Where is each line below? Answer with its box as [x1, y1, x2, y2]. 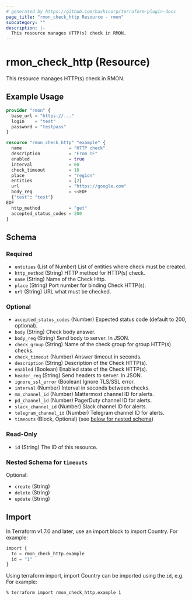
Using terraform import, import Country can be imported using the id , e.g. [6, 572, 184, 579]
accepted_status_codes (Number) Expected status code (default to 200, [14, 316, 187, 323]
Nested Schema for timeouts [6, 458, 88, 466]
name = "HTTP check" [11, 145, 106, 151]
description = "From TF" [11, 151, 98, 156]
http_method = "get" [11, 205, 88, 211]
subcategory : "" [6, 19, 46, 25]
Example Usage [6, 92, 64, 102]
